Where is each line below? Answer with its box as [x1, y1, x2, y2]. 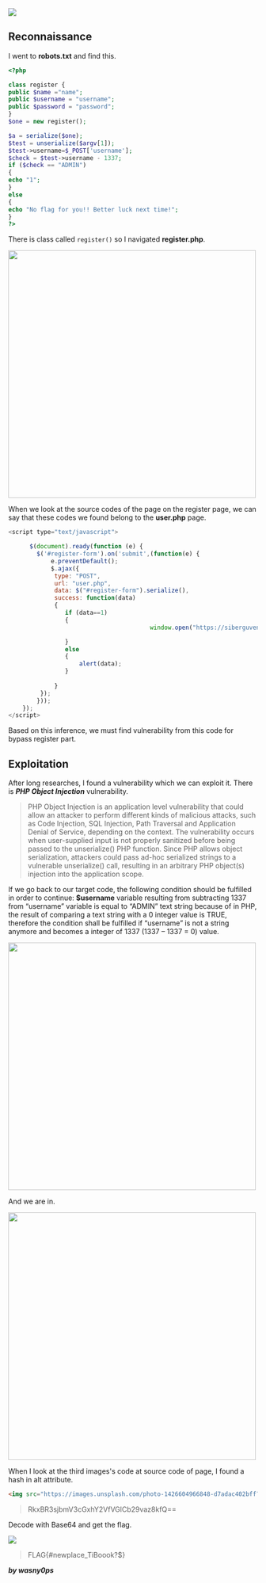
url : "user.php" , [54, 579, 112, 587]
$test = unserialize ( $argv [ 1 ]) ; [8, 139, 115, 147]
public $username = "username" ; [8, 95, 115, 104]
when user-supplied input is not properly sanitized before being [27, 836, 236, 845]
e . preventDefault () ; [50, 557, 119, 565]
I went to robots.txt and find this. [8, 51, 116, 60]
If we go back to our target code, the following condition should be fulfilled [8, 885, 252, 894]
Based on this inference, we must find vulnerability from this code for [8, 726, 234, 735]
